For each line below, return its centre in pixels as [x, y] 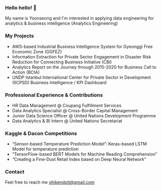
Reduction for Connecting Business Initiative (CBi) [62, 62]
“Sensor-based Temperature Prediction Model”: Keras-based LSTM [79, 144]
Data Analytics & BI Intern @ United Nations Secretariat [67, 121]
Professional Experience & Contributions [54, 95]
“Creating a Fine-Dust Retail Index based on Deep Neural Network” [79, 160]
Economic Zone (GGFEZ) [37, 51]
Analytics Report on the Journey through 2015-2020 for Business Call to [84, 67]
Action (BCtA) [26, 72]
